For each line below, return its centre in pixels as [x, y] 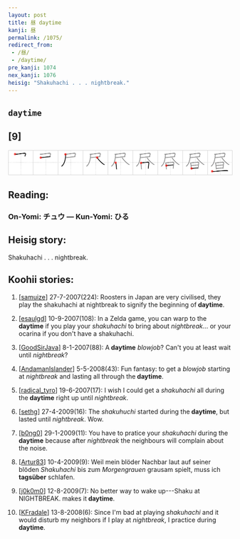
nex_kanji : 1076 [32, 75]
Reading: [28, 195]
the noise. [33, 448]
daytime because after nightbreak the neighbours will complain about [121, 440]
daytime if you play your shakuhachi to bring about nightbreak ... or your [125, 326]
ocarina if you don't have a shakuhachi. [76, 333]
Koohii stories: [41, 280]
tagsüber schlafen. [47, 477]
